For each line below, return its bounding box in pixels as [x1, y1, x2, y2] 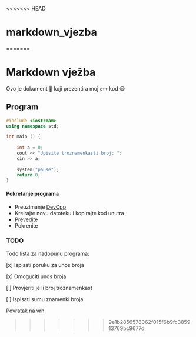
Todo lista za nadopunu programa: [6, 250, 89, 257]
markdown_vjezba [6, 26, 97, 39]
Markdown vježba [6, 66, 96, 79]
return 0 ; [16, 172, 41, 178]
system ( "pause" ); [16, 166, 59, 172]
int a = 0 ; [16, 145, 44, 151]
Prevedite [14, 216, 38, 223]
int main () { [6, 134, 41, 140]
